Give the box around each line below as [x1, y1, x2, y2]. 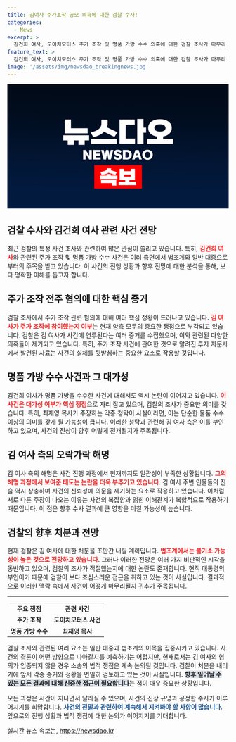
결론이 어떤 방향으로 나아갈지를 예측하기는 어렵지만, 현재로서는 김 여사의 [20, 653, 218, 661]
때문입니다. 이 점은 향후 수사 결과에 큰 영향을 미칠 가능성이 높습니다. [7, 504, 192, 513]
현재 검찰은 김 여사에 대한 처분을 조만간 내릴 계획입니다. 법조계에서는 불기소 [7, 546, 213, 555]
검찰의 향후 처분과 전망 [7, 527, 100, 539]
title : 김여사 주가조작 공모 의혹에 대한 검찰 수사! [7, 11, 138, 18]
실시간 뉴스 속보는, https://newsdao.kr [7, 727, 114, 735]
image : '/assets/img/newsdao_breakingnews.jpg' [7, 63, 150, 70]
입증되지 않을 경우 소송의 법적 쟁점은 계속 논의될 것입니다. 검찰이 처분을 [20, 662, 216, 670]
